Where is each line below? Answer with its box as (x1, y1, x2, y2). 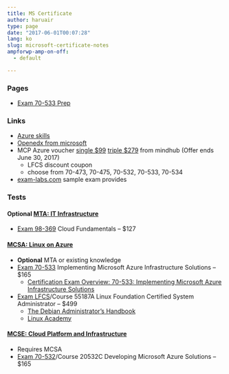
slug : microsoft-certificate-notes (7, 42, 109, 49)
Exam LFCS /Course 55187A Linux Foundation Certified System (17, 292, 195, 301)
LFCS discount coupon (27, 161, 93, 169)
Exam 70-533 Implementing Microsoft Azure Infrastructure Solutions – (17, 263, 217, 271)
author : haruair (7, 16, 54, 23)
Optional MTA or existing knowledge (17, 255, 122, 264)
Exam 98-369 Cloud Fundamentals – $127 (17, 224, 136, 233)
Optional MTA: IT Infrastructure (7, 209, 99, 218)
